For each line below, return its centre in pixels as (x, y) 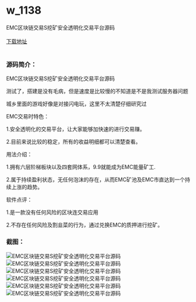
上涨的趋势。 (27, 187)
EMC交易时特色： (28, 117)
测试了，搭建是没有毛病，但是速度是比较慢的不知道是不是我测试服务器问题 (97, 91)
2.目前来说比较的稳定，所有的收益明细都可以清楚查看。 (74, 142)
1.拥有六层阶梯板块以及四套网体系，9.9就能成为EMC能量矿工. (81, 167)
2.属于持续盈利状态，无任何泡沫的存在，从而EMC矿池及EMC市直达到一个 (96, 180)
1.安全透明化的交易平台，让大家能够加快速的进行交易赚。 (76, 129)
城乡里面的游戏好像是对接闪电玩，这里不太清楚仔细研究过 (76, 104)
